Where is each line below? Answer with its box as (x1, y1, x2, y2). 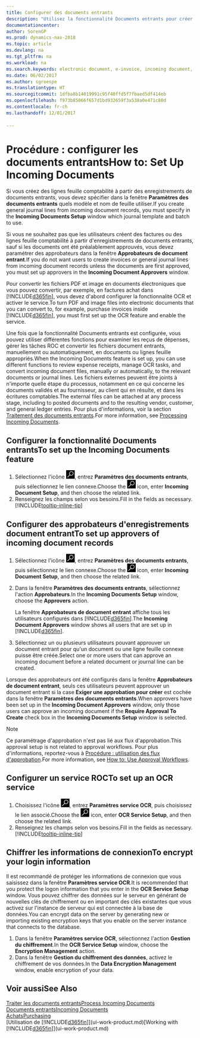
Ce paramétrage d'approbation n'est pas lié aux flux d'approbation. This (6, 737, 182, 744)
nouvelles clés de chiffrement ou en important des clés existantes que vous (6, 898, 192, 905)
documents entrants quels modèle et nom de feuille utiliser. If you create (6, 200, 185, 208)
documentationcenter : (6, 22, 60, 28)
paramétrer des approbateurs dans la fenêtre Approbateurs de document (6, 250, 188, 257)
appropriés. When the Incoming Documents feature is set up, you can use (6, 355, 186, 362)
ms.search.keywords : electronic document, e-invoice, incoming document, (6, 66, 193, 72)
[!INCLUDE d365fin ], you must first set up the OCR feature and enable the (6, 312, 186, 319)
